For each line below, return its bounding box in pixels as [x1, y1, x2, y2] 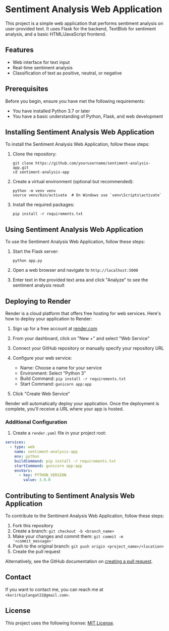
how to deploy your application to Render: [5, 316, 92, 322]
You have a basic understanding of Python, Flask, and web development [12, 113, 163, 119]
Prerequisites [5, 85, 48, 93]
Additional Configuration [5, 418, 67, 426]
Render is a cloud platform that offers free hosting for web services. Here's [5, 310, 161, 316]
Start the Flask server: [12, 248, 59, 255]
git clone [12, 161, 34, 166]
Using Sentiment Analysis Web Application [5, 225, 144, 234]
